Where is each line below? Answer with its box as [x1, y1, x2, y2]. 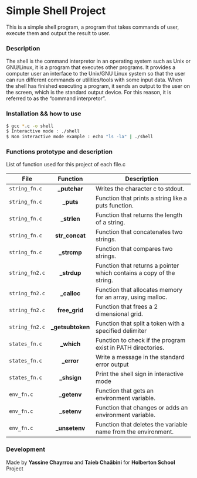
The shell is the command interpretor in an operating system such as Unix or [6, 57, 191, 65]
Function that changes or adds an [96, 404, 188, 412]
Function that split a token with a [96, 319, 185, 327]
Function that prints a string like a [96, 194, 188, 203]
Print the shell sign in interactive [96, 370, 184, 378]
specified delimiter [96, 327, 147, 335]
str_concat [55, 231, 86, 240]
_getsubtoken [50, 323, 90, 332]
